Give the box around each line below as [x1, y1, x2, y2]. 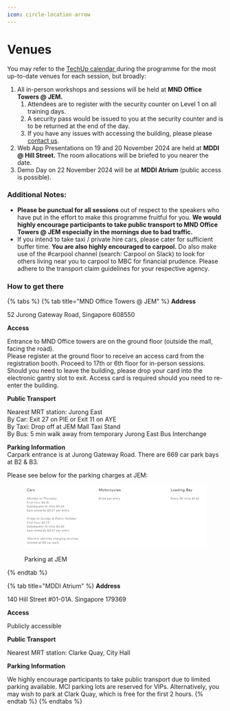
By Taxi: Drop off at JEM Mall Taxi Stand [7, 422, 121, 431]
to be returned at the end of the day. [27, 121, 130, 130]
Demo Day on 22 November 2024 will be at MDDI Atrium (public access [16, 165, 222, 174]
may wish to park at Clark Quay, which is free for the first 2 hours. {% [7, 690, 204, 698]
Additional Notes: [7, 190, 67, 200]
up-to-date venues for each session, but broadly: [7, 72, 146, 80]
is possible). [16, 173, 51, 181]
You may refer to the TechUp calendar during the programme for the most [7, 64, 216, 72]
